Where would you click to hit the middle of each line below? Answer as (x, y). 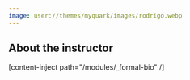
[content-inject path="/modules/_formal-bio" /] (87, 67)
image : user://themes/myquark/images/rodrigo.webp (95, 16)
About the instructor (61, 48)
